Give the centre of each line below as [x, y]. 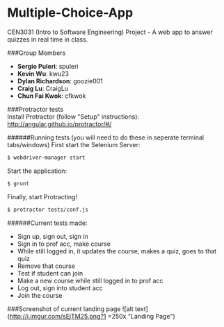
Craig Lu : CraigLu [42, 88]
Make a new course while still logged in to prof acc [90, 280]
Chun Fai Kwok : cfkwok [51, 96]
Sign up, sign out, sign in [53, 236]
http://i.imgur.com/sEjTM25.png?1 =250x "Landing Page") [92, 316]
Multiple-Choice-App [70, 13]
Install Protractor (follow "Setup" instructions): [73, 117]
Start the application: [37, 171]
